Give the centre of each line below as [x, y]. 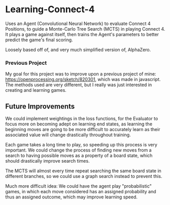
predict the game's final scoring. [39, 40]
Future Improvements [40, 106]
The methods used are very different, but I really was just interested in [79, 85]
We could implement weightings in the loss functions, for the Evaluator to [82, 119]
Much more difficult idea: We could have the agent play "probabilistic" [79, 186]
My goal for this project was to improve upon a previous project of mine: [81, 74]
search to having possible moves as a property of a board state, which [79, 156]
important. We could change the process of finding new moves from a [78, 150]
